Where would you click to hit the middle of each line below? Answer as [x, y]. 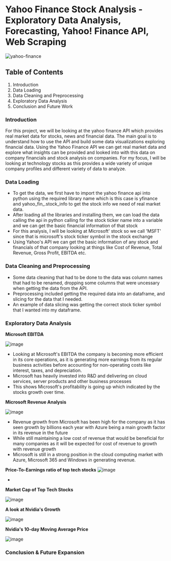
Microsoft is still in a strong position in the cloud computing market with [88, 454]
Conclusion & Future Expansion [45, 552]
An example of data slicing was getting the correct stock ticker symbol [87, 304]
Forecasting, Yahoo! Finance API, [77, 31]
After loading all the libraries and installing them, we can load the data [86, 215]
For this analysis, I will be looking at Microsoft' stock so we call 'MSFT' [87, 231]
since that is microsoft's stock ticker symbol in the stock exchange [83, 237]
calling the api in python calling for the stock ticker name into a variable [88, 220]
